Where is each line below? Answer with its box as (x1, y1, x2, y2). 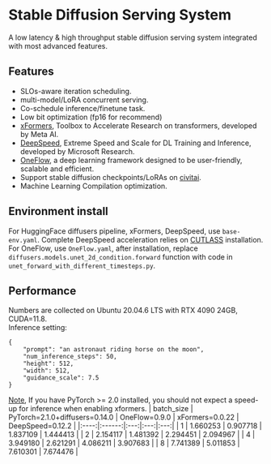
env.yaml (8, 236, 38, 244)
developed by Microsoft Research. (19, 146, 135, 156)
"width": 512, (23, 367, 70, 375)
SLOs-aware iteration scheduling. (19, 86, 132, 96)
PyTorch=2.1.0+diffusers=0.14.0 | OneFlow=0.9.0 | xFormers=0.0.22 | (8, 412, 239, 423)
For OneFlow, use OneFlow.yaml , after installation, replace (8, 243, 198, 253)
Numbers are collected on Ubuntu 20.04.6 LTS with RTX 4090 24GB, (8, 306, 239, 316)
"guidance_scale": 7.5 (23, 374, 100, 382)
